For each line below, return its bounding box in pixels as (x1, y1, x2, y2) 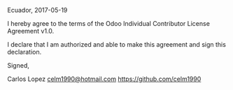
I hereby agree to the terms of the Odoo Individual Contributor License (7, 20, 210, 27)
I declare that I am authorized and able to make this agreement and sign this (7, 40, 226, 48)
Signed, (7, 61, 29, 69)
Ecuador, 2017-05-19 (7, 6, 68, 14)
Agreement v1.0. (7, 27, 55, 35)
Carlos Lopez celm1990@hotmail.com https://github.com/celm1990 (7, 75, 202, 83)
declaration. (7, 48, 42, 56)
